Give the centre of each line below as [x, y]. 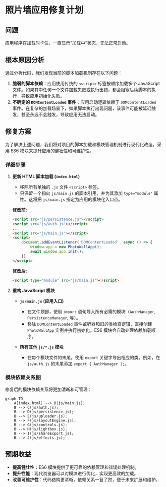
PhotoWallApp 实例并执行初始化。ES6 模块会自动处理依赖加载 [89, 330]
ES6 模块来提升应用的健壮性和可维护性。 [52, 151]
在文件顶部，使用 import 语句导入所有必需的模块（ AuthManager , [91, 311]
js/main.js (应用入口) [42, 301]
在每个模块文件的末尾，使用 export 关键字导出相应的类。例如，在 [94, 357]
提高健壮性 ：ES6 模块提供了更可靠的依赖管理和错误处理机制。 [76, 467]
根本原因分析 [25, 60]
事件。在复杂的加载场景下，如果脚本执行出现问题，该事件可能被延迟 [82, 108]
